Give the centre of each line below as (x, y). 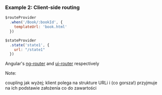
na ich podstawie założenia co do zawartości (51, 88)
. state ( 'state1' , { (30, 45)
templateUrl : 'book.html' (41, 27)
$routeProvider (21, 18)
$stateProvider (21, 40)
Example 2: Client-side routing (42, 7)
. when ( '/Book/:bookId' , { (36, 22)
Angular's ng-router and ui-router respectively (52, 64)
